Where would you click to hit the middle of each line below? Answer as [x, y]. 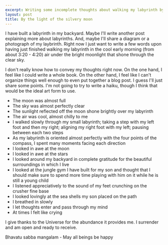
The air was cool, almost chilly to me [50, 117]
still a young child [30, 180]
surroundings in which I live [41, 165]
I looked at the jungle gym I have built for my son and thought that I [81, 170]
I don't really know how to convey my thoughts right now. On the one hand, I [84, 70]
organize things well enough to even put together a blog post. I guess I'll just [84, 80]
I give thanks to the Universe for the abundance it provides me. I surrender [82, 222]
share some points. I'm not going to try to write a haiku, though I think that [81, 86]
